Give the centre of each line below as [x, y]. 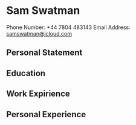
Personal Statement [44, 53]
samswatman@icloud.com [39, 33]
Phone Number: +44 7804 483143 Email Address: [69, 27]
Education [26, 73]
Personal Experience [46, 114]
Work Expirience [38, 94]
